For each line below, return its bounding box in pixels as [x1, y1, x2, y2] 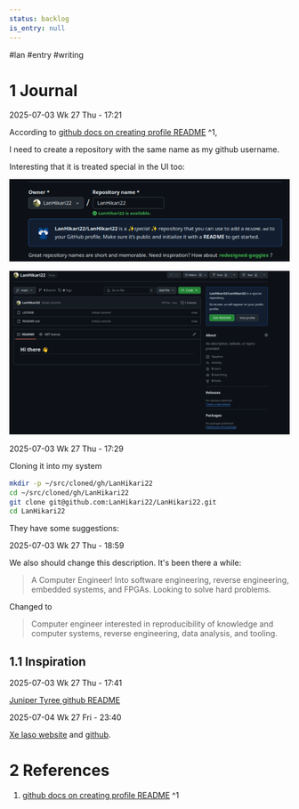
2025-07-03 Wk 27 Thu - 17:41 [9, 677, 123, 689]
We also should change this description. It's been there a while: [9, 557, 242, 569]
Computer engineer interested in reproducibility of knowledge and [30, 619, 274, 629]
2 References [9, 761, 109, 781]
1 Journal [9, 80, 78, 101]
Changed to [9, 602, 53, 612]
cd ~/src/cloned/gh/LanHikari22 [9, 488, 129, 498]
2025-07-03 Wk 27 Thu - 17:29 [9, 443, 125, 454]
